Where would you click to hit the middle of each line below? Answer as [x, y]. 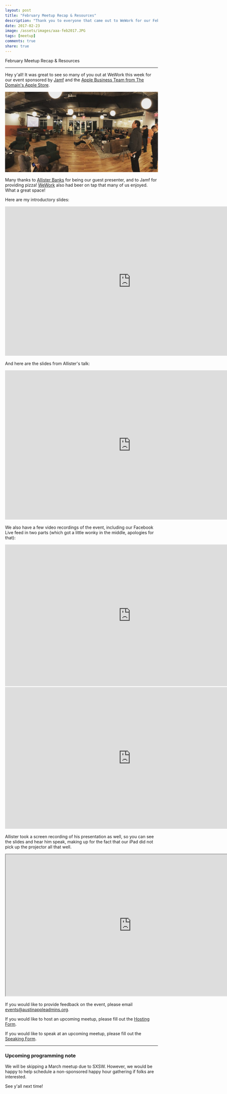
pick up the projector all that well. [38, 847]
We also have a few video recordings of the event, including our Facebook [79, 527]
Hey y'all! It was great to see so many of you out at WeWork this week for [78, 74]
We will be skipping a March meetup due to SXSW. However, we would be [79, 1066]
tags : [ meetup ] [20, 36]
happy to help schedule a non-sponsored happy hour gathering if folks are [80, 1071]
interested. [16, 1076]
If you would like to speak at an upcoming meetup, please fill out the [73, 1033]
